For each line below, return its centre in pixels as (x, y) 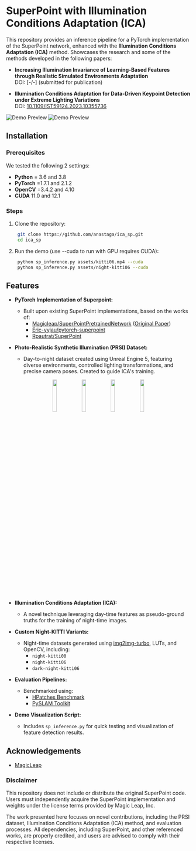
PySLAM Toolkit (51, 703)
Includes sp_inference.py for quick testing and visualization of (98, 726)
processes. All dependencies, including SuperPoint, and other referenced (94, 829)
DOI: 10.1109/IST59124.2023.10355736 (61, 106)
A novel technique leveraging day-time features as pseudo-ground (104, 614)
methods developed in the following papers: (59, 58)
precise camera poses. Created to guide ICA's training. (89, 371)
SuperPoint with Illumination (77, 11)
